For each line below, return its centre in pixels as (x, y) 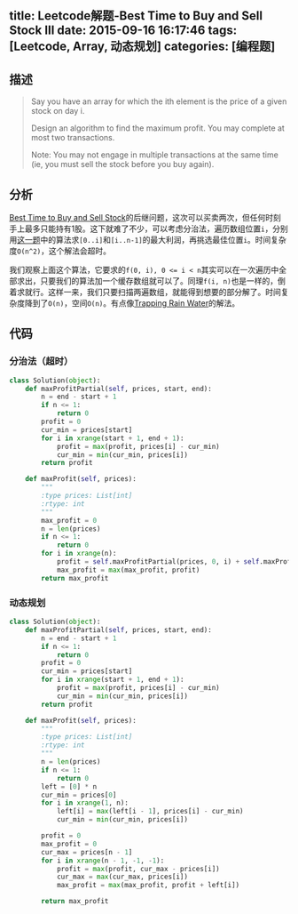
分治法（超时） (41, 361)
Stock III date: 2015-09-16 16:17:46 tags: (123, 31)
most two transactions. (73, 138)
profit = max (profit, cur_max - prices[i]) (138, 869)
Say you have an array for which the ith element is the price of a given (159, 101)
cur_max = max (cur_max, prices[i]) (122, 877)
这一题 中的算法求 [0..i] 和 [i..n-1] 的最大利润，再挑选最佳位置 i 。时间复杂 (152, 240)
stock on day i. (58, 111)
